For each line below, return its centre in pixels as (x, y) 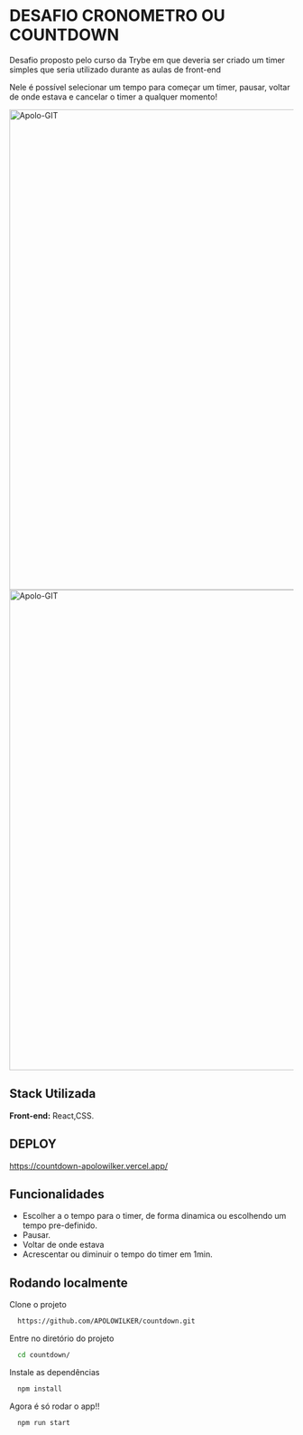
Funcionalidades (57, 1194)
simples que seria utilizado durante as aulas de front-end (115, 70)
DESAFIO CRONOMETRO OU (117, 16)
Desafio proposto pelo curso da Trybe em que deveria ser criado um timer (147, 60)
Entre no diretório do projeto (62, 1338)
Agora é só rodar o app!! (55, 1406)
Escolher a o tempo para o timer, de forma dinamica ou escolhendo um (154, 1216)
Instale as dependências (55, 1372)
